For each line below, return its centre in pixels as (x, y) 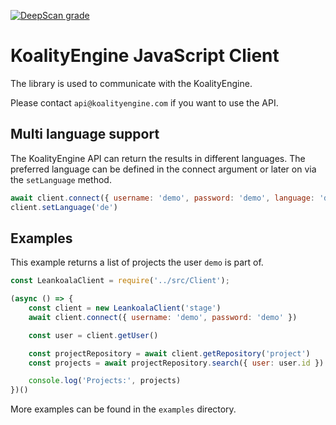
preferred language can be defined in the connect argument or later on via (163, 169)
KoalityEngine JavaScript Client (145, 56)
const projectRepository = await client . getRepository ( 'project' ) (169, 353)
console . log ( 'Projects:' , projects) (105, 381)
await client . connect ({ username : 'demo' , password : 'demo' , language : (162, 198)
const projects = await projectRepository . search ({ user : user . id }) (176, 363)
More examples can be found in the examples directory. (123, 409)
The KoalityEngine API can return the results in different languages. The (158, 158)
